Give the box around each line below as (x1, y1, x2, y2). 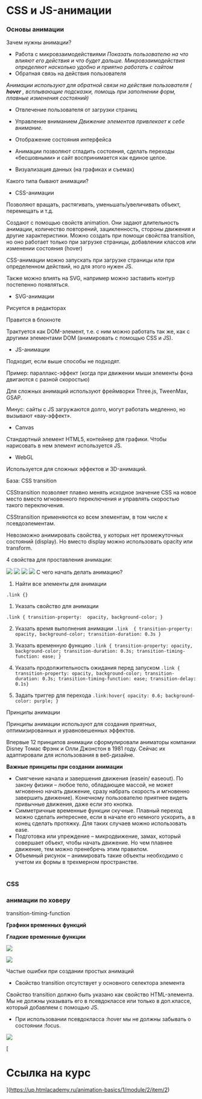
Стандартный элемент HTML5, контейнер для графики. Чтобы (6, 436, 167, 443)
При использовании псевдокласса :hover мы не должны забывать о (14, 1015, 191, 1022)
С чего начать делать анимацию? (36, 569, 123, 576)
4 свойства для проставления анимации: (6, 556, 113, 563)
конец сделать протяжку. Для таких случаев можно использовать (14, 820, 187, 827)
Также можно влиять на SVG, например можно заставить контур (6, 274, 175, 282)
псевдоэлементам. (6, 520, 55, 527)
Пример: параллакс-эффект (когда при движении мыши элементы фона (6, 369, 193, 377)
